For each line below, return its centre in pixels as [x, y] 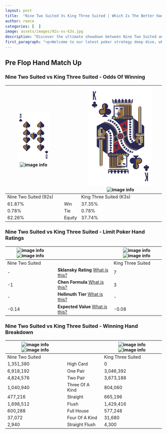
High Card [77, 364]
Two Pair [76, 378]
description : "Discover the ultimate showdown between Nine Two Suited [81, 37]
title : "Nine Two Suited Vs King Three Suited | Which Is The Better [80, 16]
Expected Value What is [83, 307]
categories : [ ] [23, 26]
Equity [70, 218]
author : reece [20, 21]
